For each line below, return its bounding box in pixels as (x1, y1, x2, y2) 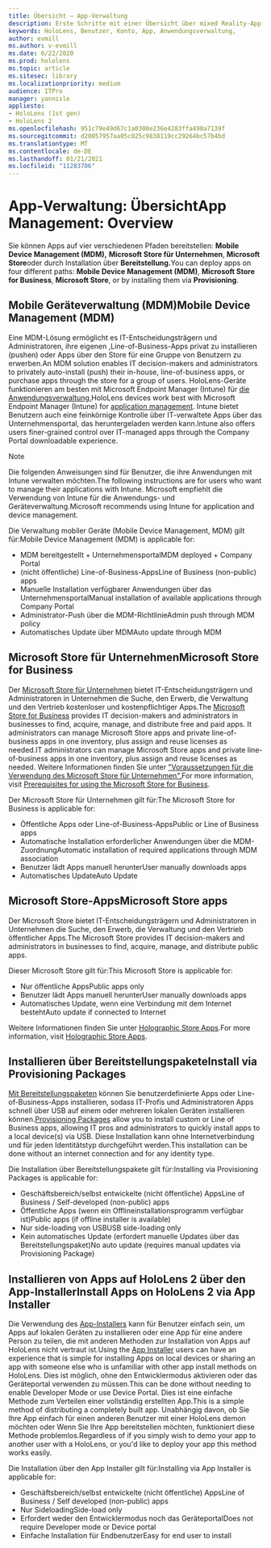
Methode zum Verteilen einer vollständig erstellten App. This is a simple (8, 1396, 244, 1407)
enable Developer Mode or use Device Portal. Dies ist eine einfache (8, 1388, 233, 1398)
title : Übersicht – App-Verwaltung (8, 11, 128, 20)
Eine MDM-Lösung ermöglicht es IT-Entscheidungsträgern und (8, 332, 218, 342)
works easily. (8, 1448, 52, 1457)
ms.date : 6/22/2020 (8, 49, 74, 57)
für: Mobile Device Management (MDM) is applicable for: (8, 534, 195, 544)
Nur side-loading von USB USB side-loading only (19, 1223, 181, 1233)
